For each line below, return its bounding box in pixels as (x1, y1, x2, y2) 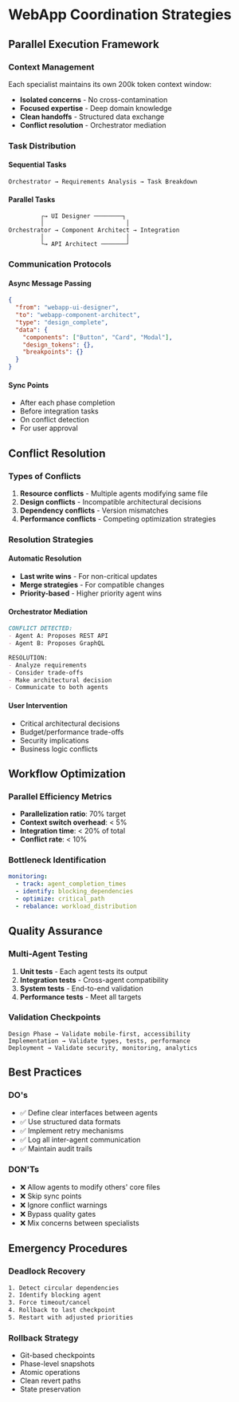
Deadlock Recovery (8, 1265, 86, 1277)
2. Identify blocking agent (8, 1291, 102, 1299)
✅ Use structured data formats (19, 1116, 121, 1127)
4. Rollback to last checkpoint (8, 1306, 116, 1314)
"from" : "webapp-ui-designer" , (15, 303, 119, 312)
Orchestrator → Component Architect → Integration (8, 226, 180, 235)
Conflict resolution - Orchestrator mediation (19, 120, 167, 129)
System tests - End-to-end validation (19, 984, 143, 993)
